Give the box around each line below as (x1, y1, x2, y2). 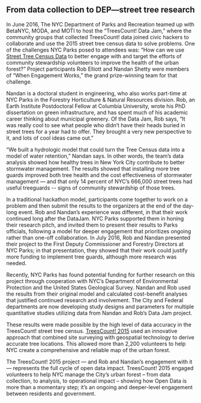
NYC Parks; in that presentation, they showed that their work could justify (6, 246, 188, 254)
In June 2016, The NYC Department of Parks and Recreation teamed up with (6, 20, 195, 28)
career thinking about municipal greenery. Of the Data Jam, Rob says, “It (6, 115, 186, 122)
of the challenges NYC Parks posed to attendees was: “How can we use (6, 46, 185, 53)
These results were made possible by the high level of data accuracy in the (6, 321, 192, 328)
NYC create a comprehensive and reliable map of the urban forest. (6, 346, 171, 353)
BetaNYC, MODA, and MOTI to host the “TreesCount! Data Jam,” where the (6, 27, 192, 34)
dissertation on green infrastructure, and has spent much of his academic (6, 109, 188, 116)
